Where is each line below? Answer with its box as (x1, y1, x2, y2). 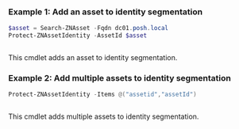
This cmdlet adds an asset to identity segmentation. (8, 53, 178, 63)
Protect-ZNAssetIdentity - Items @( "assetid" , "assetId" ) (8, 90, 197, 99)
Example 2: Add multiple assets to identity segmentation (8, 72, 232, 83)
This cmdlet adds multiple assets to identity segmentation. (8, 112, 199, 121)
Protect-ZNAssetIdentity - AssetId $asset (8, 32, 148, 40)
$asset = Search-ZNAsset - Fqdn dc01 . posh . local (8, 25, 169, 32)
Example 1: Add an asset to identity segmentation (8, 6, 203, 17)
